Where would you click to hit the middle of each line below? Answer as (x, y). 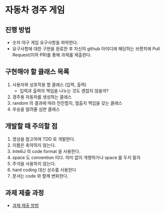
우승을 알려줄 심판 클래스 (36, 109)
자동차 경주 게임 (35, 10)
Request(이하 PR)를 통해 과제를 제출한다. (52, 55)
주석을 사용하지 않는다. (34, 163)
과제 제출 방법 (25, 206)
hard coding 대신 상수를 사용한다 (44, 170)
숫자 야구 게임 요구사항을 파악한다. (45, 43)
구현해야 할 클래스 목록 (37, 72)
